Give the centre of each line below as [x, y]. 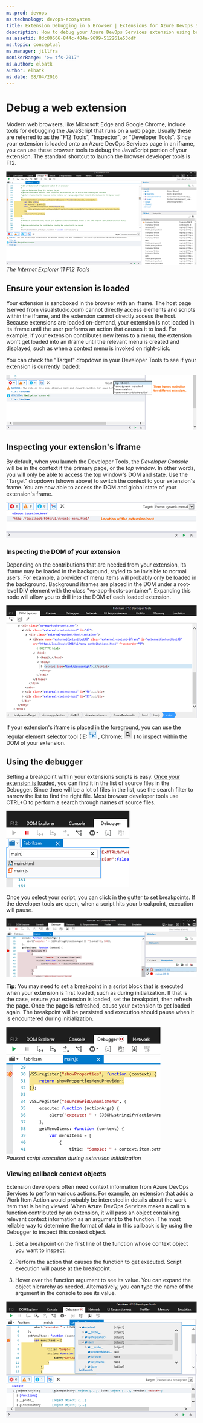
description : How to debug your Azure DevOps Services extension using [98, 32]
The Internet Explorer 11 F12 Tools [48, 269]
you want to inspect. [40, 1250]
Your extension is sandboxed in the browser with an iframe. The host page [99, 303]
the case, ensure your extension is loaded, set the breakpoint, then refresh [99, 999]
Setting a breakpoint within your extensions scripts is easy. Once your [93, 776]
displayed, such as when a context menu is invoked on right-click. [89, 348]
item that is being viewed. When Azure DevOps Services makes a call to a [98, 1206]
